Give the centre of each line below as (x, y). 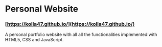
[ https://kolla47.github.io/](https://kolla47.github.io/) (70, 24)
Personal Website (42, 9)
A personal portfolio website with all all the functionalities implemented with (81, 34)
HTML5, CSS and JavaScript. (34, 40)
